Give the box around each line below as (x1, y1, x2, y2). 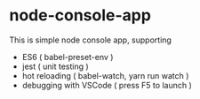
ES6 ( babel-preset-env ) (21, 51, 114, 62)
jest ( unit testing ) (21, 61, 89, 72)
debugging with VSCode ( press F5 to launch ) (21, 80, 193, 90)
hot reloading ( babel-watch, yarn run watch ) (21, 70, 189, 80)
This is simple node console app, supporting (9, 34, 172, 45)
